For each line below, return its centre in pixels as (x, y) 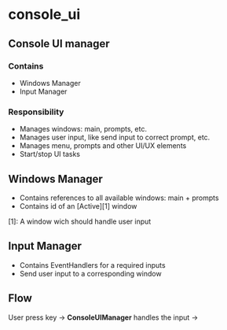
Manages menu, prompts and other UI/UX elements (103, 146)
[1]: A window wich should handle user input (80, 221)
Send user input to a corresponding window (91, 273)
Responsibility (36, 112)
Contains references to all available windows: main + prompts (119, 198)
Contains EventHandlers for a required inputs (93, 265)
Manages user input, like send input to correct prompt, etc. (115, 137)
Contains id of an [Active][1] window (78, 206)
